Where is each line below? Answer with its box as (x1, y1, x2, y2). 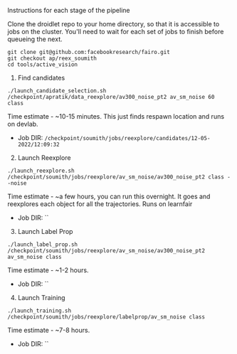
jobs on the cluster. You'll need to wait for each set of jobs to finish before (7, 28, 224, 36)
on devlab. (7, 120, 38, 128)
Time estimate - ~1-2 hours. (7, 266, 89, 274)
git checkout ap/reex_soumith (7, 55, 98, 62)
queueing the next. (7, 35, 63, 43)
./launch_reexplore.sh (7, 167, 75, 174)
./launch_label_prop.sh (7, 241, 78, 248)
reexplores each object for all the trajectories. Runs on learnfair (7, 200, 193, 208)
